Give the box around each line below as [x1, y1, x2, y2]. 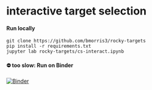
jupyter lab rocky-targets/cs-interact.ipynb [6, 48, 124, 55]
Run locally [6, 24, 35, 31]
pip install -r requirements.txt [6, 43, 92, 50]
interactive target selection [6, 4, 147, 18]
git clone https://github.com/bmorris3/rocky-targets [6, 38, 147, 44]
